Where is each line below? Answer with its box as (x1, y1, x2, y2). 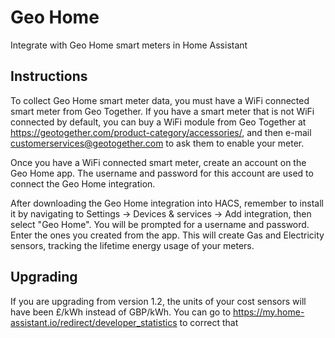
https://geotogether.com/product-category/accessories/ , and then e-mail (10, 126, 312, 138)
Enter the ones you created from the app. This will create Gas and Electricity (10, 229, 325, 241)
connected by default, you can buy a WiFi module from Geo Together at (10, 116, 307, 128)
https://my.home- (232, 306, 305, 318)
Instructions (10, 68, 88, 85)
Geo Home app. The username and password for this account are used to (10, 167, 314, 179)
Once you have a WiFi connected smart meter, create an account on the (10, 156, 307, 168)
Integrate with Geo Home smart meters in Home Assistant (10, 39, 248, 51)
